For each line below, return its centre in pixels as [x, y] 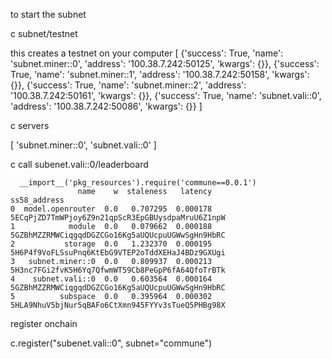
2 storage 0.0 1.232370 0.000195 [111, 244]
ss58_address [37, 200]
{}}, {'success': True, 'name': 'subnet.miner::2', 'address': [128, 85]
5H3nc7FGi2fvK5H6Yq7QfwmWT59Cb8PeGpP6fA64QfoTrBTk [118, 270]
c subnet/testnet [44, 33]
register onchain [44, 323]
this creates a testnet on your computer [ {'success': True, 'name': [147, 53]
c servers [30, 125]
